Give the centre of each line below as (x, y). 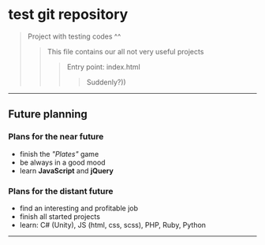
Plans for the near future (56, 137)
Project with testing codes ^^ (74, 36)
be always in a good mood (62, 162)
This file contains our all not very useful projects (125, 51)
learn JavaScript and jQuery (67, 170)
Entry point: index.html (103, 67)
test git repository (68, 15)
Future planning (48, 115)
